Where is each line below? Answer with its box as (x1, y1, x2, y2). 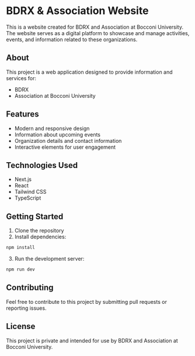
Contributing (6, 283, 54, 293)
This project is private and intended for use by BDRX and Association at (6, 337, 178, 344)
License (6, 321, 36, 331)
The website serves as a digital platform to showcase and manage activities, (6, 29, 190, 36)
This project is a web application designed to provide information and (6, 69, 173, 76)
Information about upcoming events (14, 131, 101, 138)
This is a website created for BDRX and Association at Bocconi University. (6, 23, 184, 30)
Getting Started (6, 211, 64, 221)
